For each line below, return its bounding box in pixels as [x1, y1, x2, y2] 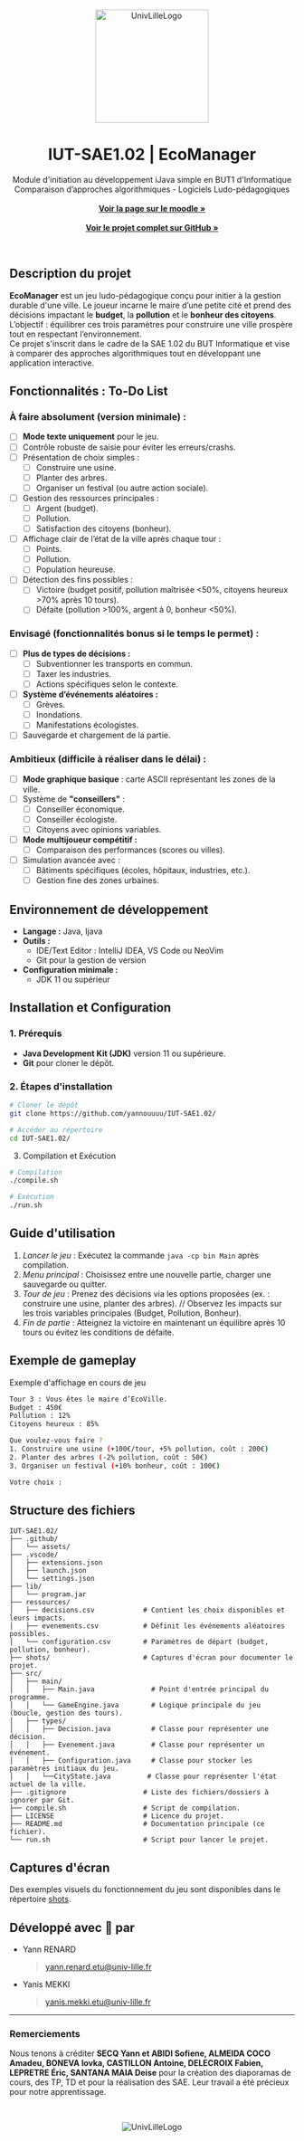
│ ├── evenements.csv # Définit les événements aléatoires [9, 1622, 285, 1631]
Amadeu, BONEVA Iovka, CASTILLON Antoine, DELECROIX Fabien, [9, 2058, 264, 2069]
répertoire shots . [9, 1894, 71, 1905]
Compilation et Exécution [22, 1150, 116, 1161]
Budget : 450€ [9, 1403, 63, 1412]
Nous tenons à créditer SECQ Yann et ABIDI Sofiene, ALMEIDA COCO [9, 2048, 271, 2059]
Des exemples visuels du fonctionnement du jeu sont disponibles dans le [9, 1884, 281, 1895]
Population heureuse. [35, 564, 116, 575]
